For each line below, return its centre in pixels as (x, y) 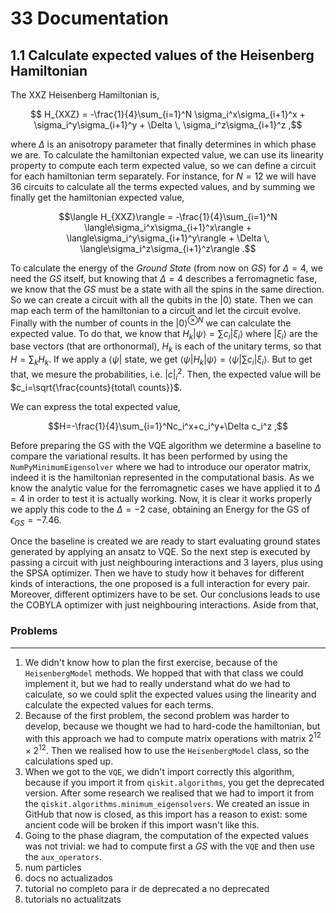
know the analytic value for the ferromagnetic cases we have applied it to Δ (166, 488)
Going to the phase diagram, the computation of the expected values (166, 835)
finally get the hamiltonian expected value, (97, 197)
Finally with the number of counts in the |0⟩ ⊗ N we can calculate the (151, 322)
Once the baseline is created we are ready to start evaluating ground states (165, 541)
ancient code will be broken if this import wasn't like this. (142, 824)
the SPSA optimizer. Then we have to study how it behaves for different (157, 573)
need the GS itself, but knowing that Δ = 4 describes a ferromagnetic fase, (164, 278)
